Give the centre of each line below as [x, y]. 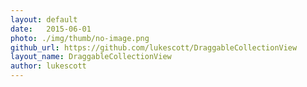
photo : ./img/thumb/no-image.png [80, 38]
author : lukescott [48, 66]
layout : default [44, 19]
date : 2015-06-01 [51, 29]
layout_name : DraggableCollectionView [91, 57]
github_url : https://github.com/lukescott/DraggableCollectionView [154, 47]
